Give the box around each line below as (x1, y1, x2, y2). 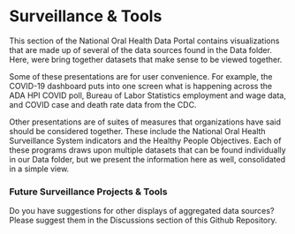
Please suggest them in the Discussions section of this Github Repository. (9, 215, 278, 226)
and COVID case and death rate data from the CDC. (9, 99, 197, 109)
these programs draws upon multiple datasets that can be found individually (9, 144, 286, 155)
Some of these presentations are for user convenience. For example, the (9, 71, 273, 81)
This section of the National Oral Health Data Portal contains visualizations (9, 35, 280, 46)
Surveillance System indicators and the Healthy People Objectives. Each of (9, 135, 282, 146)
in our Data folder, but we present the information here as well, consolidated (9, 154, 286, 164)
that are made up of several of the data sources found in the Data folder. (9, 44, 272, 55)
